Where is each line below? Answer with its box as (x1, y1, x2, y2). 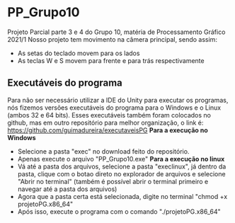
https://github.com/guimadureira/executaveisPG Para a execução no (7, 125, 209, 135)
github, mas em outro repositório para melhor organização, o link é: (7, 118, 204, 127)
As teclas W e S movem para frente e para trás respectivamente (17, 56, 205, 64)
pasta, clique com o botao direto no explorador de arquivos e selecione (17, 169, 226, 178)
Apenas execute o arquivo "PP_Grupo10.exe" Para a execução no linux (17, 154, 225, 163)
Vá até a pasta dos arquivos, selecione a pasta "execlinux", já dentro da (17, 162, 227, 171)
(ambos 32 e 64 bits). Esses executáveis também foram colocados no (7, 110, 211, 119)
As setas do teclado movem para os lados (17, 49, 140, 57)
